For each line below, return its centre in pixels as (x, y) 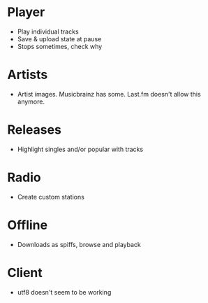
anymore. (31, 101)
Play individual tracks (48, 31)
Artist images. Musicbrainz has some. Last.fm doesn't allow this (109, 94)
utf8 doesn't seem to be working (64, 292)
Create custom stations (51, 197)
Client (25, 273)
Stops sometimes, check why (60, 46)
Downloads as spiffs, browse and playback (79, 244)
